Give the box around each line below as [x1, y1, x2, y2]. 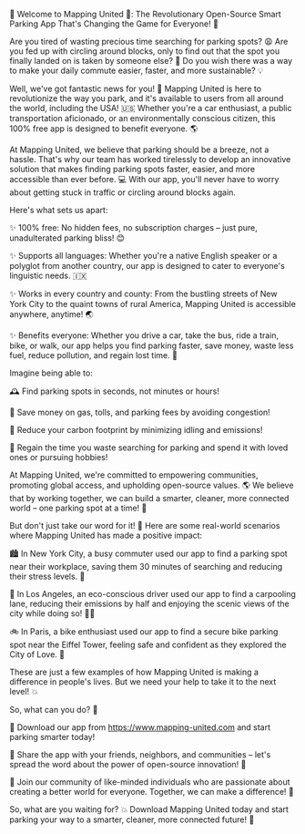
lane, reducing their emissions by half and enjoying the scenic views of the [9, 598, 290, 609]
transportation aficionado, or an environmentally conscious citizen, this [9, 113, 276, 123]
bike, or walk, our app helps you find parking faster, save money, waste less [9, 340, 294, 351]
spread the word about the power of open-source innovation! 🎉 [9, 759, 247, 769]
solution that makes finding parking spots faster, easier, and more [9, 164, 256, 174]
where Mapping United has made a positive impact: [9, 530, 203, 541]
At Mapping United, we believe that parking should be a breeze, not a [9, 144, 269, 155]
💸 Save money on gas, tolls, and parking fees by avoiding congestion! [9, 407, 270, 417]
